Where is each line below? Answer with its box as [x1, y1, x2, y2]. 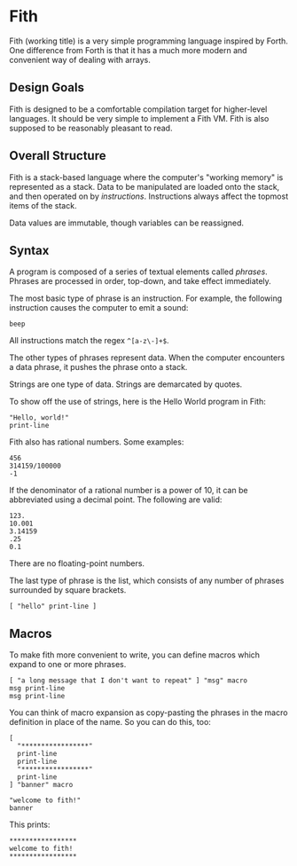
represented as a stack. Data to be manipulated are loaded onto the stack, [9, 181, 280, 192]
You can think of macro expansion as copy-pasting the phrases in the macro [9, 707, 288, 718]
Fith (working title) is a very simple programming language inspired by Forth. [9, 35, 288, 46]
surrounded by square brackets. [9, 585, 127, 595]
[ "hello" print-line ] [9, 602, 98, 611]
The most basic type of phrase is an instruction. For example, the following [9, 293, 282, 303]
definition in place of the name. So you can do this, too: [9, 717, 211, 728]
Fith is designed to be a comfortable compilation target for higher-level [9, 104, 268, 114]
